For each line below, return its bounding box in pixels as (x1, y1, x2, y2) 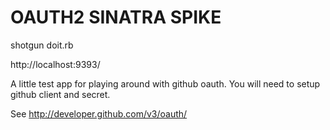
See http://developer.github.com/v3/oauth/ (10, 107, 188, 120)
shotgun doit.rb (10, 39, 74, 51)
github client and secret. (10, 88, 111, 100)
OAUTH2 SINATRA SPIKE (10, 6, 222, 29)
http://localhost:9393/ (10, 58, 101, 70)
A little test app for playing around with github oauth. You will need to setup (10, 77, 321, 90)
